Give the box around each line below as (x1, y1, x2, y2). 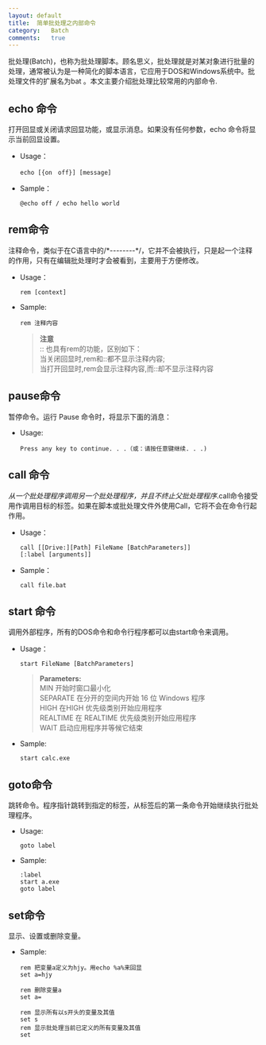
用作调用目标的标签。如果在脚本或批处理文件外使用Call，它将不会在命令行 (8, 501, 250, 510)
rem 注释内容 (19, 319, 58, 327)
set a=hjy (19, 970, 53, 978)
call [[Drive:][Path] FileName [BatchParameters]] (19, 544, 191, 552)
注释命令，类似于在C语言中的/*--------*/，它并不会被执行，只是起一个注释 (8, 246, 253, 255)
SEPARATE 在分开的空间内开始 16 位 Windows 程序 (39, 693, 206, 703)
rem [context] (19, 288, 67, 296)
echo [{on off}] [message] (19, 168, 112, 177)
